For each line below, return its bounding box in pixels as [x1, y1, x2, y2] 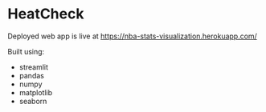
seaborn [18, 96, 47, 106]
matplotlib [18, 87, 53, 97]
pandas [18, 70, 45, 80]
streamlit [18, 62, 49, 72]
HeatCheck [7, 5, 84, 23]
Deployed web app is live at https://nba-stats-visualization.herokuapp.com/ [7, 31, 258, 41]
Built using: [7, 46, 45, 56]
